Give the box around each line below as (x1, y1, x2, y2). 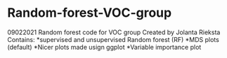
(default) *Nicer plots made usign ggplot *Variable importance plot (7, 43, 202, 51)
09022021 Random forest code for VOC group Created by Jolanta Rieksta (7, 28, 221, 36)
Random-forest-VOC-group (7, 5, 172, 21)
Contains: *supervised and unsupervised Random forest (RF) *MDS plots (7, 35, 219, 43)
